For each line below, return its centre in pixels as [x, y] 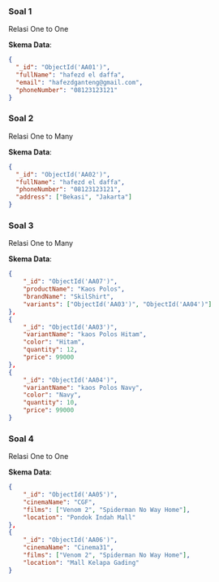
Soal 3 [21, 225]
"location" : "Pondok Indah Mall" [79, 517]
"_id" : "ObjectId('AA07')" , [70, 282]
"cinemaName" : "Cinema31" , [69, 548]
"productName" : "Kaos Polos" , [74, 289]
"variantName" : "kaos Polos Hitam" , [85, 335]
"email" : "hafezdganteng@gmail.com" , [79, 82]
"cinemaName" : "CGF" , [59, 502]
